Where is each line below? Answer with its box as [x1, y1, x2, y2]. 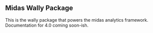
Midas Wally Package [5, 4, 73, 12]
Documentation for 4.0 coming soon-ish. [5, 22, 89, 28]
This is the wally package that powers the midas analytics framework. [5, 17, 149, 23]
